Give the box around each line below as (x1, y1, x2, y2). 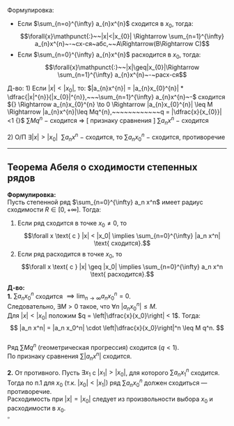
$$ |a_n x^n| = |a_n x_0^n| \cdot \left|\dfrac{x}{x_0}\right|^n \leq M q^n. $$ (10, 324, 224, 332)
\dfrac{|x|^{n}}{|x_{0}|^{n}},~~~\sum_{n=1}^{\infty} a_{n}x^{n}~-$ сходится (7, 93, 226, 101)
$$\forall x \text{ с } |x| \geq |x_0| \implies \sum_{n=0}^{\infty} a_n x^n (21, 262, 224, 271)
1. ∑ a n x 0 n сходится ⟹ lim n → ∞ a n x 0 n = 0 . (7, 291, 131, 302)
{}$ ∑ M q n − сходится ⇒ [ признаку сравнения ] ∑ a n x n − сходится (15, 115, 209, 126)
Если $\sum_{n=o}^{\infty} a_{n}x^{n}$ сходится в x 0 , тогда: (17, 20, 194, 29)
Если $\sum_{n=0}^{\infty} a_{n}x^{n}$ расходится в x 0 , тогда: (17, 50, 201, 60)
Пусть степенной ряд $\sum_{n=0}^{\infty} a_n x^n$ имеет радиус (7, 198, 203, 207)
